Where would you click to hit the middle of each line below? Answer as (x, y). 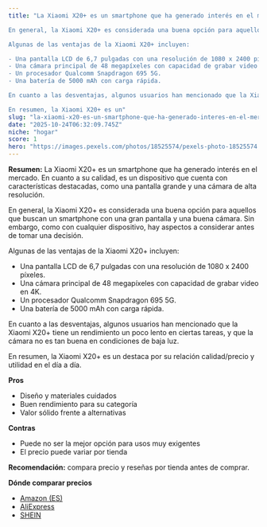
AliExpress (37, 507)
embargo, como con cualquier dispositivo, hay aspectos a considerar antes (132, 227)
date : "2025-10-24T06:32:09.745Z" (66, 124)
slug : (17, 117)
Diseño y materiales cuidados (68, 396)
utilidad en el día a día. (45, 365)
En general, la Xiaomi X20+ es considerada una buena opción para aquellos (132, 210)
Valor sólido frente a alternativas (73, 412)
